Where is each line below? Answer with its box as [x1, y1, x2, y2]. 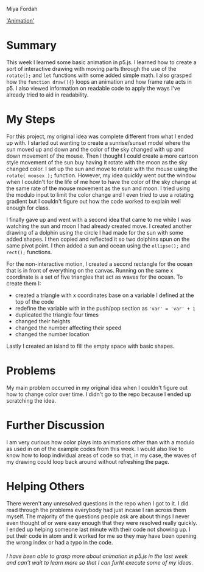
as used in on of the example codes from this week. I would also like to [6, 445, 184, 452]
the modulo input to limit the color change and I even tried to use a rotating [6, 191, 194, 198]
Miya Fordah [6, 5, 38, 12]
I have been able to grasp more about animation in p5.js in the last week [6, 552, 188, 560]
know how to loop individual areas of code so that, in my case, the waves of [6, 452, 197, 459]
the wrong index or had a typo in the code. [6, 538, 113, 546]
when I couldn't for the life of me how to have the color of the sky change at [6, 178, 197, 185]
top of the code [15, 298, 54, 305]
